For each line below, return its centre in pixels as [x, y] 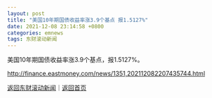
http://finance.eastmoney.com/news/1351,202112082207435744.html [106, 74]
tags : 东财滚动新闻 [32, 39]
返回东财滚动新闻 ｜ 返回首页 [47, 88]
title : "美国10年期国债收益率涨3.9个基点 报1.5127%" [78, 20]
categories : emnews [35, 33]
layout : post [26, 13]
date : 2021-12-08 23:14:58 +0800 [56, 26]
